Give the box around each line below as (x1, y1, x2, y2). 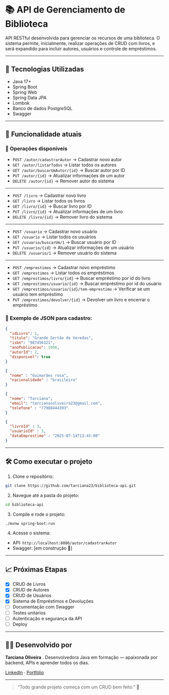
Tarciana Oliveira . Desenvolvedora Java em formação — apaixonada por (5, 654, 158, 660)
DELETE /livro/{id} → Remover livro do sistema (12, 214, 113, 220)
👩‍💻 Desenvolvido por (5, 641, 72, 650)
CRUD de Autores (12, 587, 49, 593)
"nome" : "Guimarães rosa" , (10, 373, 69, 378)
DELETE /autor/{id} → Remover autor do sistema (12, 178, 115, 184)
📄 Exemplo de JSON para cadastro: (5, 315, 92, 322)
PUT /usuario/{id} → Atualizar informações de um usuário (12, 244, 134, 251)
